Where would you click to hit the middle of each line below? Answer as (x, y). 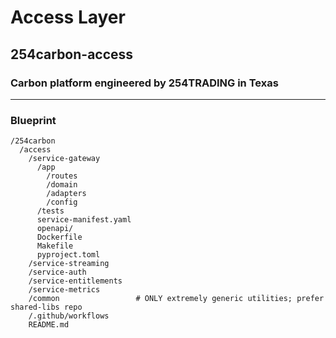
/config (62, 202)
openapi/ (55, 229)
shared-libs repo (46, 307)
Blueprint (33, 120)
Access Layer (68, 17)
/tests (50, 211)
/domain (62, 185)
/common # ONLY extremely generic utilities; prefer (176, 299)
